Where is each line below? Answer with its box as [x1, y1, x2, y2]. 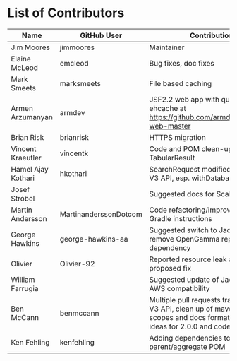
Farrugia [11, 283, 39, 293]
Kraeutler [11, 153, 42, 162]
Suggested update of [149, 274, 219, 284]
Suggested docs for [149, 189, 215, 199]
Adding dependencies [149, 333, 222, 343]
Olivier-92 [59, 259, 95, 268]
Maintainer [149, 42, 185, 52]
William [11, 274, 35, 284]
